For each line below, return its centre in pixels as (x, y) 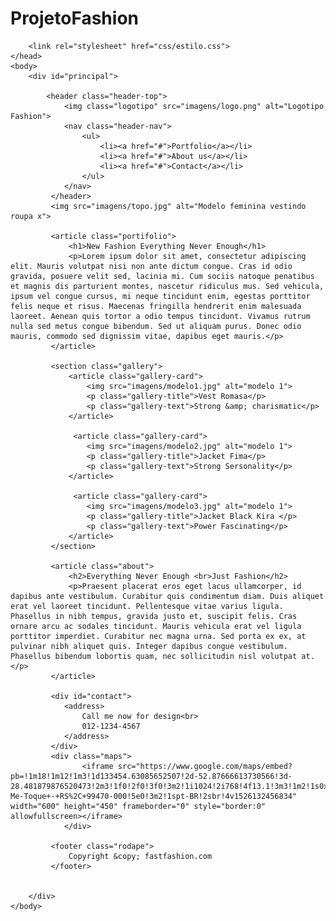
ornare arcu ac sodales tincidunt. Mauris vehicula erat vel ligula (156, 626)
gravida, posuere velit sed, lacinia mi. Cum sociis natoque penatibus (162, 276)
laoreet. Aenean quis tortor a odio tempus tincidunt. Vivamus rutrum (160, 316)
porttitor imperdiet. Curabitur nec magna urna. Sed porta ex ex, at (158, 636)
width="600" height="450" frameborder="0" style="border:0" (138, 806)
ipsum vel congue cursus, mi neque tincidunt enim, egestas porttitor (160, 296)
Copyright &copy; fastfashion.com (140, 856)
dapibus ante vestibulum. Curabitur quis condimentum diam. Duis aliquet (167, 596)
